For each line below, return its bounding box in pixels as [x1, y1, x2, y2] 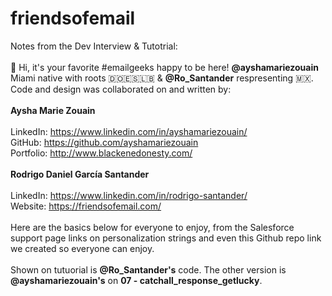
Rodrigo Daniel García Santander [10, 168, 150, 180]
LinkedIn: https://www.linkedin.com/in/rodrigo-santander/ [10, 189, 248, 201]
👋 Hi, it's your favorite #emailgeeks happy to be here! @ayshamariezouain [10, 61, 319, 73]
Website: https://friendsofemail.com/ [10, 200, 162, 212]
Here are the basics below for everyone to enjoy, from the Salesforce [10, 221, 295, 233]
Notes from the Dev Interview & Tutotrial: [10, 40, 178, 52]
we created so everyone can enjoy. [10, 242, 155, 254]
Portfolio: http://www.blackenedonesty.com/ [10, 147, 193, 159]
